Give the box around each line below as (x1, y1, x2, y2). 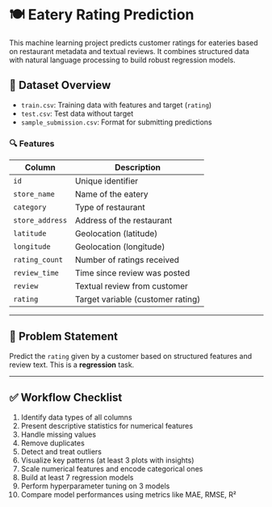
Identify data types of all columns (20, 412, 132, 422)
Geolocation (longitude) (74, 241, 165, 252)
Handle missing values (20, 429, 96, 439)
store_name (13, 190, 55, 199)
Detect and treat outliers (20, 446, 102, 456)
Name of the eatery (74, 188, 149, 200)
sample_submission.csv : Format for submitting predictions (20, 117, 212, 127)
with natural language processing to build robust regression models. (9, 55, 236, 65)
